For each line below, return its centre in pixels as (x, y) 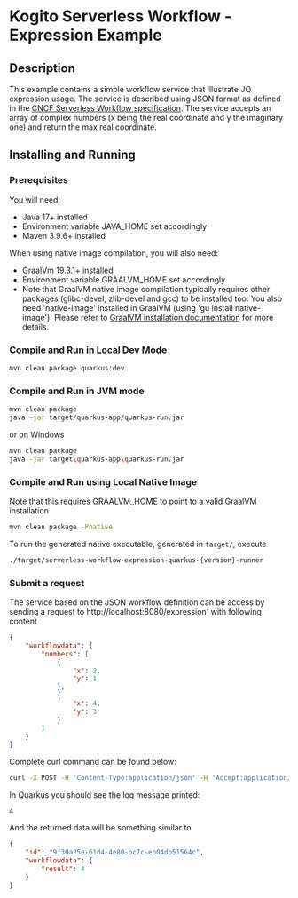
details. (35, 327)
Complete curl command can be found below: (93, 762)
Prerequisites (39, 180)
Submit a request (47, 583)
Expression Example (86, 35)
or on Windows (37, 434)
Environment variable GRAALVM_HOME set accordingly (124, 279)
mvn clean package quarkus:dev (67, 368)
